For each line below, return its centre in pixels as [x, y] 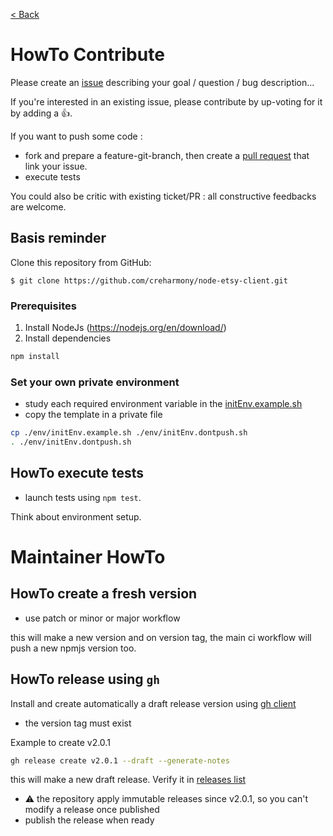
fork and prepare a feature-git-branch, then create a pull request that [167, 155]
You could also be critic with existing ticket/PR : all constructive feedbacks [163, 196]
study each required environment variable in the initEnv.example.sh [163, 404]
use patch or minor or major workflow [102, 618]
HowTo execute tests [77, 473]
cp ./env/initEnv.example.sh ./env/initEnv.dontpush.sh [129, 433]
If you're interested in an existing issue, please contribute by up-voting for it [166, 101]
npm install [35, 357]
